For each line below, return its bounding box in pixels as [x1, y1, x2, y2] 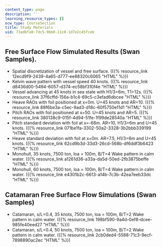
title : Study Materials [5, 25, 54, 30]
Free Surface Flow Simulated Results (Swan [5, 48, 140, 56]
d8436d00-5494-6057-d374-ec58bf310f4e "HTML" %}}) [12, 84, 128, 89]
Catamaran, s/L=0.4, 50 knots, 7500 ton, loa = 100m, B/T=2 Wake [12, 227, 144, 232]
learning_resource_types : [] [5, 16, 64, 21]
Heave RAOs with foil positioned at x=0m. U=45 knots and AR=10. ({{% [12, 99, 155, 105]
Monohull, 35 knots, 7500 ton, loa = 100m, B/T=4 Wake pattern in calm [12, 151, 154, 157]
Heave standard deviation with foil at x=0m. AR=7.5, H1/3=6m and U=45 [12, 135, 157, 141]
